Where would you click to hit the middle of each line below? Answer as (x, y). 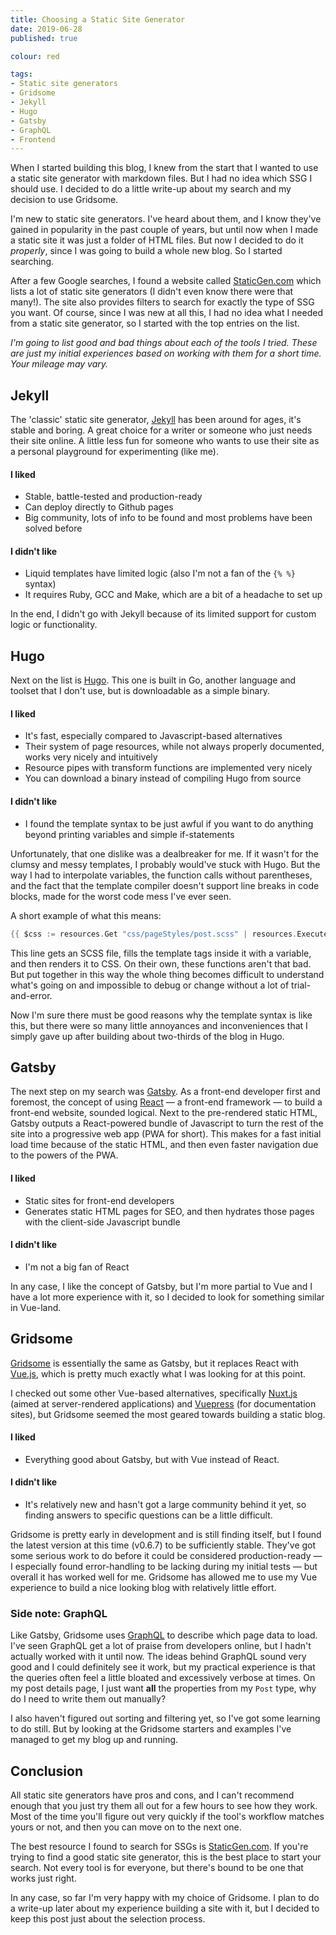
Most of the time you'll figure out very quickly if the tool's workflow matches (167, 1817)
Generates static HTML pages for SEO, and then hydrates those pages (169, 1211)
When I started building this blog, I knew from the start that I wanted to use (164, 168)
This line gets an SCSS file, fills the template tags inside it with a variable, (161, 953)
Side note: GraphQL (59, 1613)
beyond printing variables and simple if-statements (129, 834)
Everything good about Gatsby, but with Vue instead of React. (152, 1459)
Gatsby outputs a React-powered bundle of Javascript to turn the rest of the (167, 1123)
